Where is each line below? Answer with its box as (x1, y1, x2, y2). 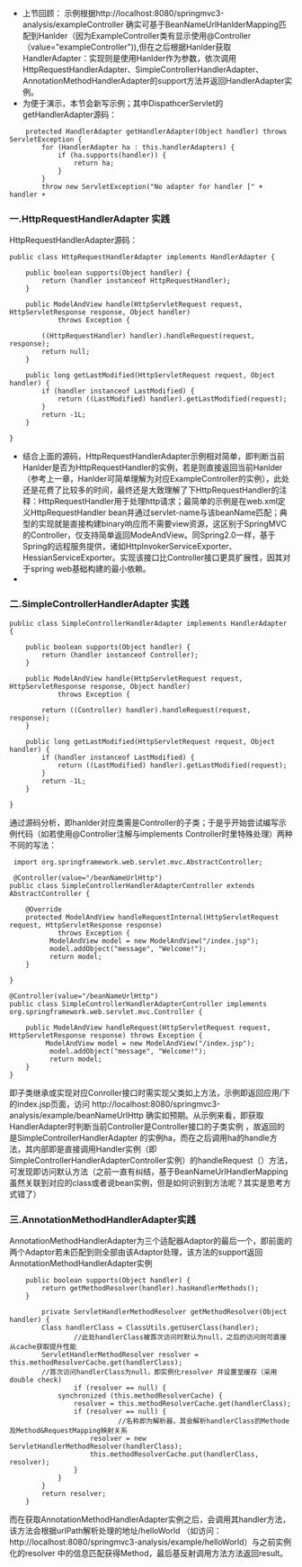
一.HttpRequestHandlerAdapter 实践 (9, 213, 171, 225)
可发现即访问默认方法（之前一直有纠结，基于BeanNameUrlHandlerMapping (9, 1165, 289, 1177)
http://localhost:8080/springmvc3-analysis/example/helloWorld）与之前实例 (9, 1536, 292, 1547)
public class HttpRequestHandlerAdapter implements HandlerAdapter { (9, 253, 276, 262)
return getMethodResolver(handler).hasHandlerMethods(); (41, 1283, 259, 1292)
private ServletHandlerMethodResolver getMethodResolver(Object (41, 1307, 288, 1317)
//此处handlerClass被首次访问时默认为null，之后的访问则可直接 (73, 1332, 288, 1342)
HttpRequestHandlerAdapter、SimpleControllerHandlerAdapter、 (22, 64, 264, 75)
